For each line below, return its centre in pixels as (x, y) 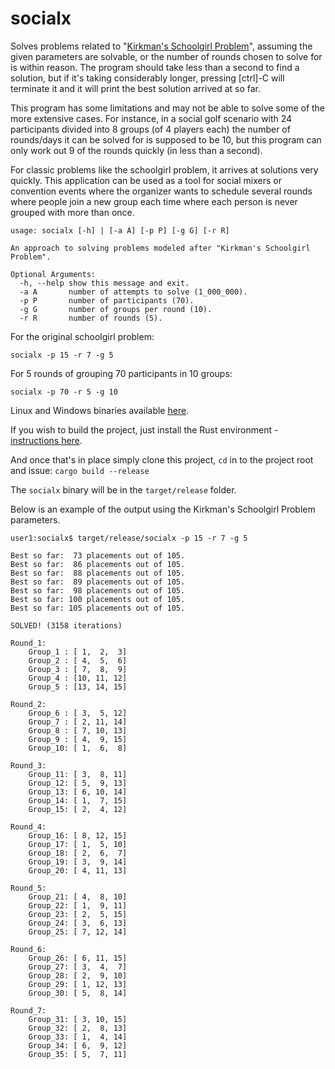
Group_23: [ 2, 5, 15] (78, 914)
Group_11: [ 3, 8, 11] (78, 774)
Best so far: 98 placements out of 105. (98, 590)
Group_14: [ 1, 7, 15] (78, 800)
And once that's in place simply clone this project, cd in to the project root (162, 459)
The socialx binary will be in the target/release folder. (123, 489)
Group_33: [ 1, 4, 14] (78, 1037)
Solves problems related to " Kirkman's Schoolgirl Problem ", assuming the (161, 46)
